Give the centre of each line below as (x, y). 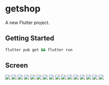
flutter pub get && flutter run (39, 50)
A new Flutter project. (27, 22)
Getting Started (30, 38)
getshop (23, 9)
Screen (17, 65)
